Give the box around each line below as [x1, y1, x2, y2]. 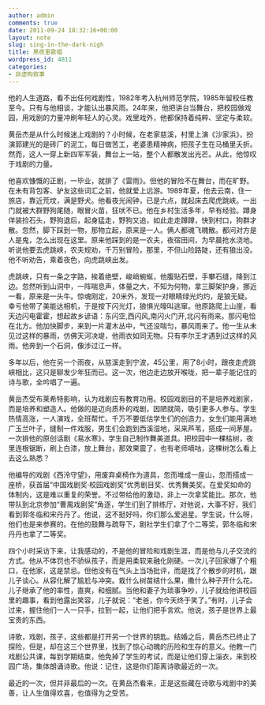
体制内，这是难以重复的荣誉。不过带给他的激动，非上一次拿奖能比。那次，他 [8, 489, 257, 499]
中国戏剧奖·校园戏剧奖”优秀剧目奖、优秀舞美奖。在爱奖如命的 [52, 479, 252, 489]
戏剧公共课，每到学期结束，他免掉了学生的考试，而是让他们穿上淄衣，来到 [8, 651, 250, 661]
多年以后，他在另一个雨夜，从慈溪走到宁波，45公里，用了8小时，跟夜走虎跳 [8, 357, 256, 367]
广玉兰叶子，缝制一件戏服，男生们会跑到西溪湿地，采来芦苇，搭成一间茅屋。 [8, 423, 257, 433]
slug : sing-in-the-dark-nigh [8, 41, 104, 49]
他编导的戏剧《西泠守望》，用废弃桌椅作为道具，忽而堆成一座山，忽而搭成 [8, 470, 247, 479]
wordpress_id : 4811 [8, 56, 73, 64]
